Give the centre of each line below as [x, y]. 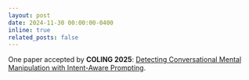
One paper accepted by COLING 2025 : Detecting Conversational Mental [125, 60]
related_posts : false [43, 37]
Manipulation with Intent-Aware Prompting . [77, 68]
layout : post [29, 15]
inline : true [29, 30]
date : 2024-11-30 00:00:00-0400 [61, 23]
